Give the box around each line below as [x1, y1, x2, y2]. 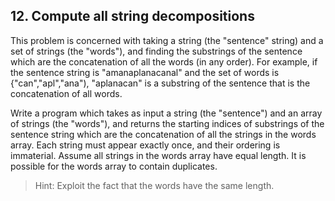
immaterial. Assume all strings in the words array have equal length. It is [10, 149, 307, 161]
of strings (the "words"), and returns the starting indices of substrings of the [10, 117, 325, 129]
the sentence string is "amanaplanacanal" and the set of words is [10, 66, 280, 78]
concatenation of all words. [10, 87, 123, 99]
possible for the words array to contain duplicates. [10, 160, 218, 172]
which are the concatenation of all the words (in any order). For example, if [10, 55, 318, 68]
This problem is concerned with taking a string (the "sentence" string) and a [10, 34, 324, 46]
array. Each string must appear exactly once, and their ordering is [10, 139, 281, 151]
